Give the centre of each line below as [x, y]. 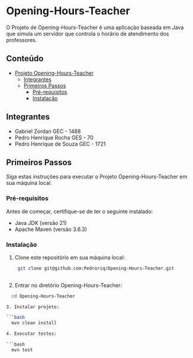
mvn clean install [34, 323]
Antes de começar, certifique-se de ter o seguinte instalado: [80, 211]
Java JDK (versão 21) [41, 223]
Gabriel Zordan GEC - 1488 [48, 131]
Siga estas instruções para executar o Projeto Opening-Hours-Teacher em [97, 177]
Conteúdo [25, 58]
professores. [22, 40]
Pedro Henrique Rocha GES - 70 [54, 137]
